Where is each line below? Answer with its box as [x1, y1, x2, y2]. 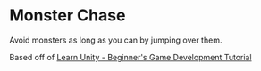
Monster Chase [9, 5, 126, 26]
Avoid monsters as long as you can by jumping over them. [9, 35, 223, 45]
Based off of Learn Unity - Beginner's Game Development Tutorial [9, 51, 252, 62]
